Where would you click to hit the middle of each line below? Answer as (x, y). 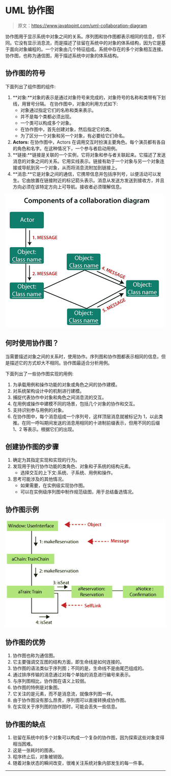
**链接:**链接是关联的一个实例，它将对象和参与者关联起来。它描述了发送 (89, 155)
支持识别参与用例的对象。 (39, 410)
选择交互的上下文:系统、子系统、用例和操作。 (68, 473)
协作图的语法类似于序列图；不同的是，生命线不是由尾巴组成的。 (79, 668)
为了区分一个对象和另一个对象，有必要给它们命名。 (74, 135)
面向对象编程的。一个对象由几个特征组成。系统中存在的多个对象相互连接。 (88, 49)
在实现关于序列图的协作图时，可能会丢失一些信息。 (66, 707)
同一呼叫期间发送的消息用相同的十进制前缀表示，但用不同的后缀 (93, 423)
